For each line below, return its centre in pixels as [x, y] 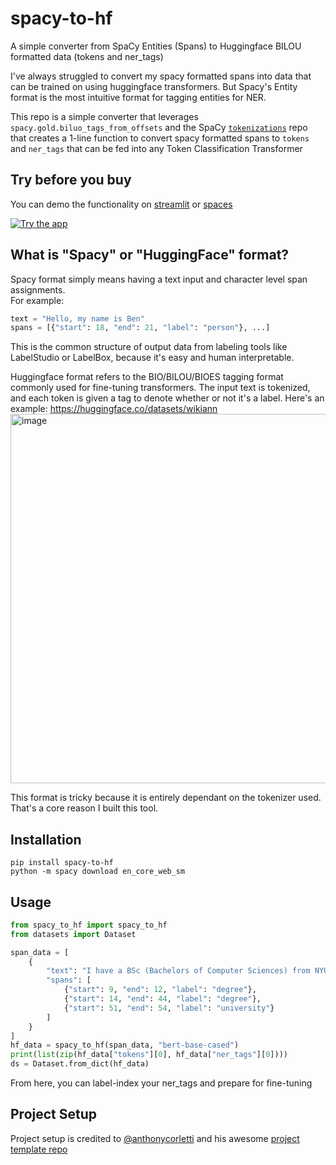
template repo [39, 1149]
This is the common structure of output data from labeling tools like [149, 347]
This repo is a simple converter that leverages [104, 116]
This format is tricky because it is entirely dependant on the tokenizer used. [166, 798]
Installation [46, 839]
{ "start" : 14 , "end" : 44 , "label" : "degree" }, [162, 999]
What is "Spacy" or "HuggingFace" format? [150, 255]
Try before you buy [71, 180]
